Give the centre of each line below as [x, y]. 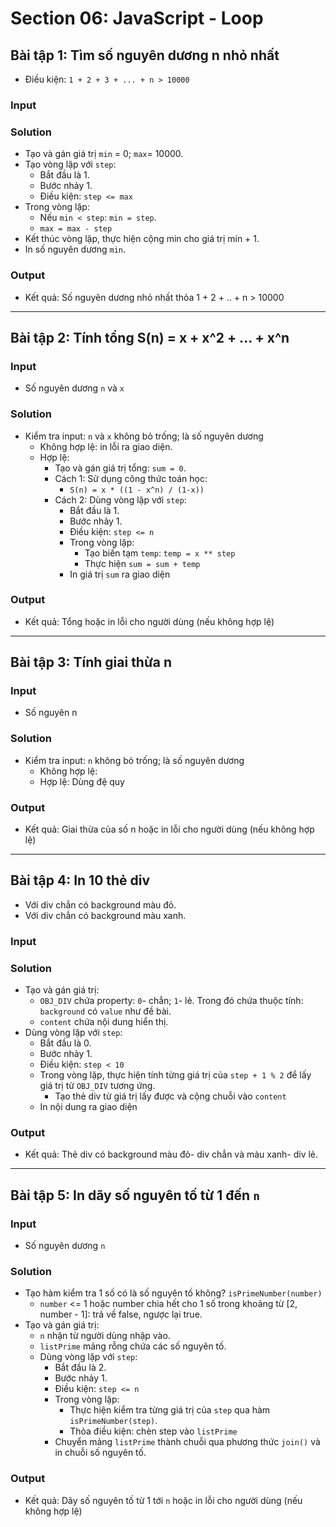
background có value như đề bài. [105, 1011]
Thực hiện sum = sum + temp [142, 563]
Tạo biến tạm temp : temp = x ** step [160, 553]
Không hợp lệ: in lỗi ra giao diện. [106, 446]
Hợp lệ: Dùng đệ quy [82, 781]
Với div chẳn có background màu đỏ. [100, 904]
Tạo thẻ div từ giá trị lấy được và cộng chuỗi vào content [170, 1096]
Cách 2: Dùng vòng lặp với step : [120, 499]
